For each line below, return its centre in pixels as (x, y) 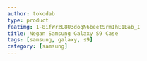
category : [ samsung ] (38, 46)
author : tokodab (31, 14)
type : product (28, 20)
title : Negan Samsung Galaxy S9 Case (63, 33)
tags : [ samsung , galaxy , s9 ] (50, 40)
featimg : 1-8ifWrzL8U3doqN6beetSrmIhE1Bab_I (74, 27)
